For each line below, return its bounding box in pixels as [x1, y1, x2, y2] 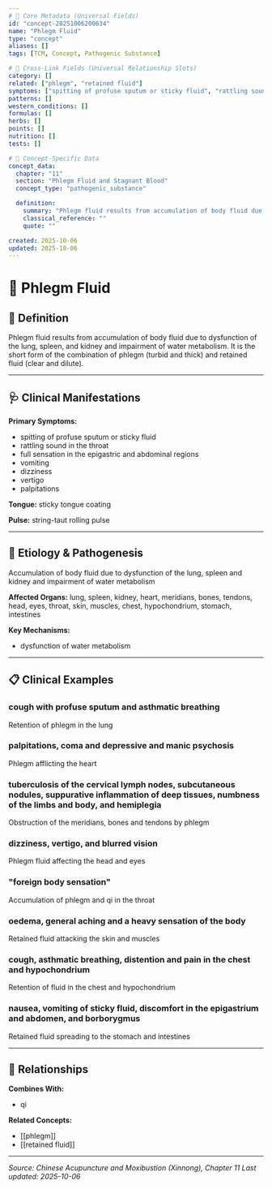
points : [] [8, 125, 45, 133]
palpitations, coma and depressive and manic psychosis [8, 740, 235, 752]
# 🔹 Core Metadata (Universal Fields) [8, 11, 139, 20]
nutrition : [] [8, 132, 57, 140]
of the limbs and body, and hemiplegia [8, 799, 162, 810]
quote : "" [23, 222, 57, 230]
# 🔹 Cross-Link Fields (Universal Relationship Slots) [8, 64, 198, 73]
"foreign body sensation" [8, 877, 111, 888]
